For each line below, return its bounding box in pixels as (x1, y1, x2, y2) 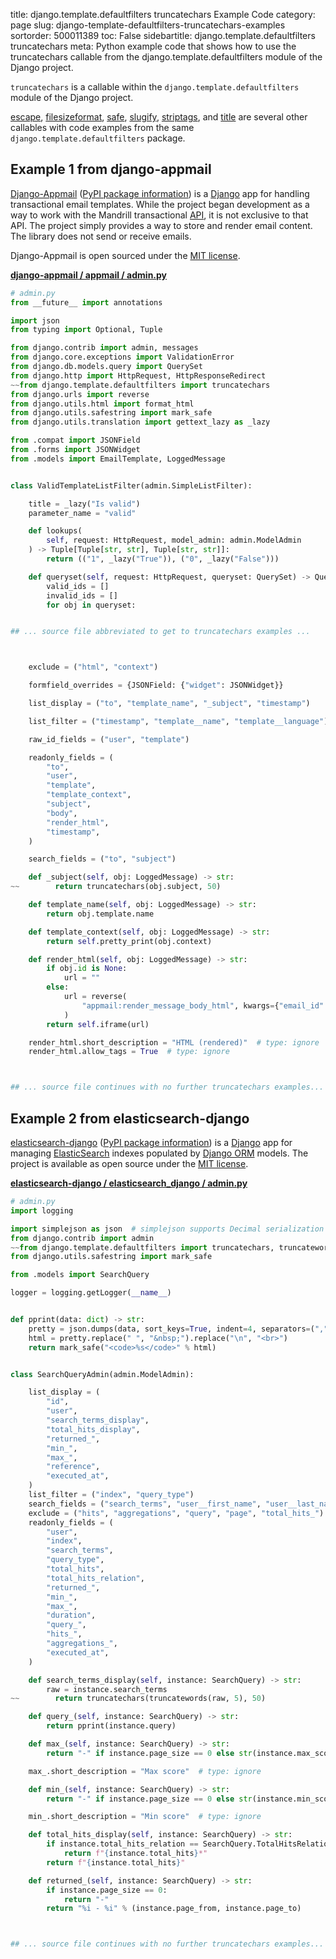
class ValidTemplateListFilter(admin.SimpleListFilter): (10, 480, 253, 491)
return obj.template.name (46, 909, 155, 919)
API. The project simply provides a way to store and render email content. (10, 219, 313, 231)
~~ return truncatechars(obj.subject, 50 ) (10, 882, 222, 892)
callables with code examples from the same (10, 122, 195, 133)
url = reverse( (63, 992, 128, 1002)
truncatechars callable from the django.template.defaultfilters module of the (10, 51, 323, 63)
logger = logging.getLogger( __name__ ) (10, 1288, 172, 1298)
